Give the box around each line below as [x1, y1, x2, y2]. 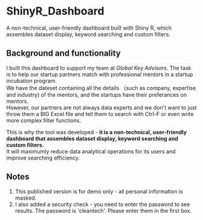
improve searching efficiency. [6, 154, 80, 161]
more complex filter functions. [6, 117, 82, 124]
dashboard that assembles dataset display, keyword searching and [6, 135, 178, 142]
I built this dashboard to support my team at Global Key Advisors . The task [6, 64, 192, 71]
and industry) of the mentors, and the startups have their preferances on [6, 91, 187, 98]
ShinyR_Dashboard [6, 4, 105, 18]
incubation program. [6, 77, 57, 84]
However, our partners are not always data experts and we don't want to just [6, 104, 197, 111]
